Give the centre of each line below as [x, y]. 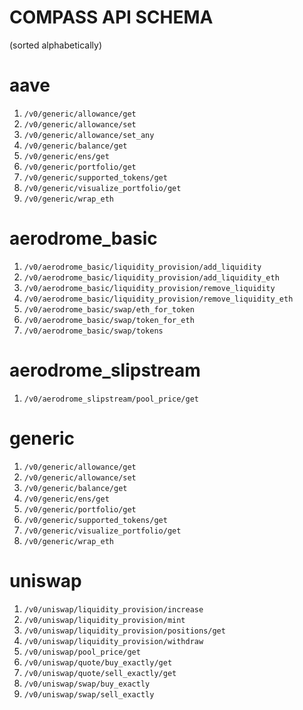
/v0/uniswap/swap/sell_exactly [89, 694]
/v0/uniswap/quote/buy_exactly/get [98, 662]
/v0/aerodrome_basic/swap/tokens [93, 331]
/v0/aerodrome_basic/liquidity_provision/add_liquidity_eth [151, 277]
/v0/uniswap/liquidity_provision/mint [104, 620]
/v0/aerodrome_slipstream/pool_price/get [111, 399]
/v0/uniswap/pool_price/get [82, 652]
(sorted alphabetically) [55, 45]
